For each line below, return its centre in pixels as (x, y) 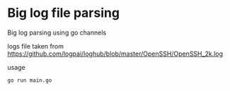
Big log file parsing (64, 13)
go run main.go (30, 80)
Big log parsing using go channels (57, 32)
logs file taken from (35, 46)
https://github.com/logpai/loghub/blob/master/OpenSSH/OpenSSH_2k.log (115, 54)
